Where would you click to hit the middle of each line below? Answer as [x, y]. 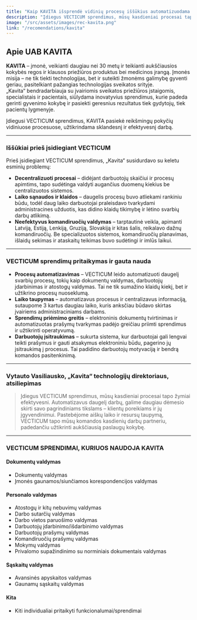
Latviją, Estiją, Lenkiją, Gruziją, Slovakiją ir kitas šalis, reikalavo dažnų [98, 228]
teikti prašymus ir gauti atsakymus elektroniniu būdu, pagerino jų [93, 343]
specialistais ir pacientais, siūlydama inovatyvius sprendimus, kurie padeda [97, 97]
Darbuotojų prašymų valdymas [52, 533]
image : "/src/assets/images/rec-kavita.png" [61, 22]
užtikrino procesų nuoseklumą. [52, 293]
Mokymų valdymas [37, 545]
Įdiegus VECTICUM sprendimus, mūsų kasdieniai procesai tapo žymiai [105, 396]
